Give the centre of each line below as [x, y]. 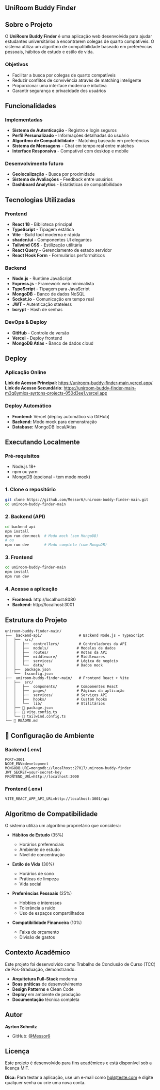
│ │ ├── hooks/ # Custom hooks [56, 700]
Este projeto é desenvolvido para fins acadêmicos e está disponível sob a [78, 1063]
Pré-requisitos [22, 456]
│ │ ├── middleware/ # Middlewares [55, 657]
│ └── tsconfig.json [29, 674]
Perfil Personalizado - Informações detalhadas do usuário [71, 135]
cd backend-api [20, 527]
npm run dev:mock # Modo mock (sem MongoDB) [52, 536]
